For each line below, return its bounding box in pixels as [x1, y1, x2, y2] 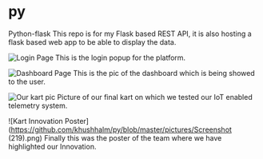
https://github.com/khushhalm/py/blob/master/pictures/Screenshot [10, 125, 232, 134]
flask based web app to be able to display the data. [8, 37, 177, 46]
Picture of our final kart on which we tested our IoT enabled [57, 92, 253, 101]
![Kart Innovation [8, 116, 64, 125]
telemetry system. [8, 101, 68, 110]
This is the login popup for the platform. [54, 53, 186, 62]
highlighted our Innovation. [8, 141, 97, 151]
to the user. [8, 77, 46, 86]
